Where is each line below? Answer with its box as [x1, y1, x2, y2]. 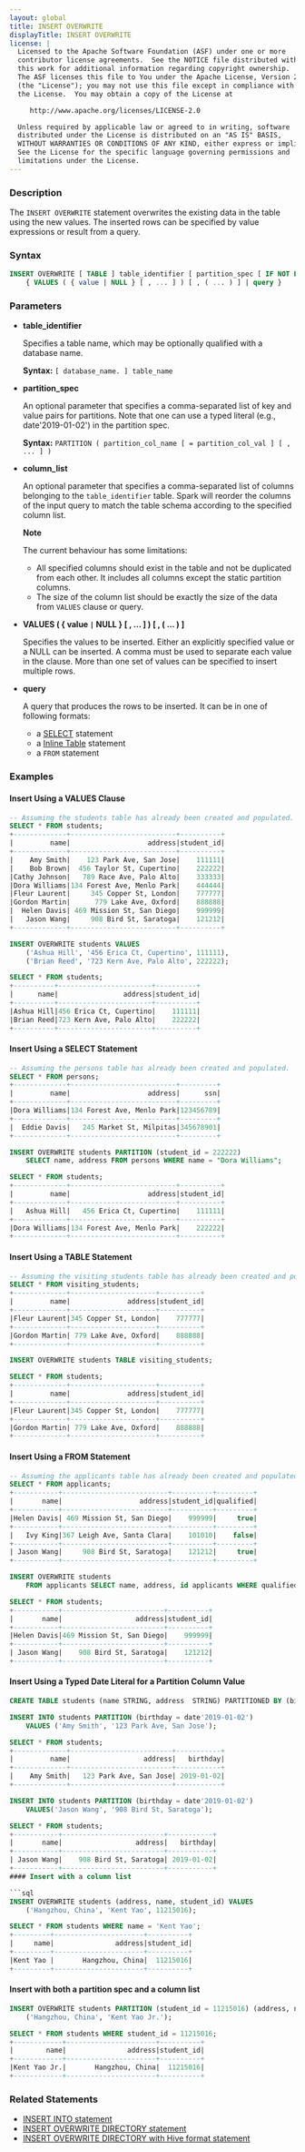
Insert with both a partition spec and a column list [9, 1984, 201, 1995]
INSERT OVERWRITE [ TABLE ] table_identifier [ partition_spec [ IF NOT [9, 269, 290, 279]
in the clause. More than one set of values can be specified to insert [22, 656, 278, 667]
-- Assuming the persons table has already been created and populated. [9, 1063, 290, 1072]
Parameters [9, 299, 62, 312]
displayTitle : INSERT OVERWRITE [9, 30, 132, 39]
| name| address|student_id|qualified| [9, 1497, 258, 1507]
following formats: [22, 711, 91, 722]
